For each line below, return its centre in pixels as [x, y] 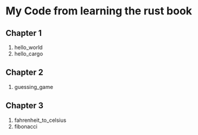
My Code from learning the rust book [99, 11]
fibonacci [26, 126]
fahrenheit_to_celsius [40, 120]
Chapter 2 [24, 73]
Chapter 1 [24, 33]
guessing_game [34, 87]
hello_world [28, 47]
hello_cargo [28, 54]
